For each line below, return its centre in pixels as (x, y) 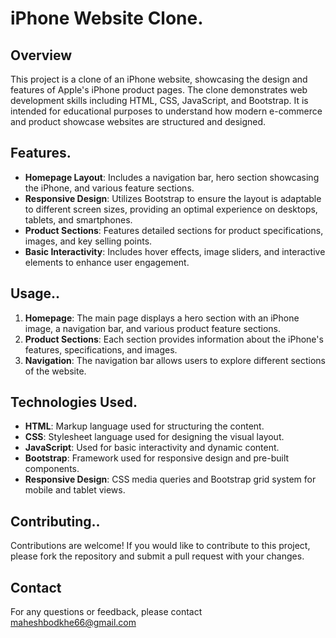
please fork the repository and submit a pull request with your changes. (157, 556)
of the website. (55, 371)
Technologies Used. (74, 402)
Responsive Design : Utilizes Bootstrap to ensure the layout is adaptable (173, 198)
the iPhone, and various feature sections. (109, 188)
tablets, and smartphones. (78, 219)
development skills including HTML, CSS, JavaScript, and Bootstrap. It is (159, 100)
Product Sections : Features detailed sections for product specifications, (174, 230)
